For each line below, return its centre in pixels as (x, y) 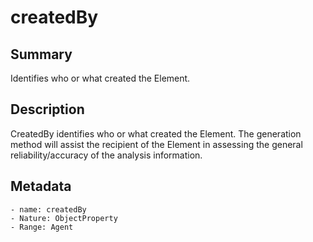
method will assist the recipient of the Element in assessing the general (156, 144)
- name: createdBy (48, 209)
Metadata (41, 186)
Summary (41, 54)
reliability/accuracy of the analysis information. (106, 155)
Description (47, 109)
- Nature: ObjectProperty (64, 218)
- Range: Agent (42, 227)
